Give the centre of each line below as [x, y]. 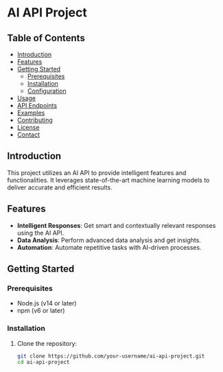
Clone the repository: [47, 343]
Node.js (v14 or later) [47, 303]
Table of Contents [46, 38]
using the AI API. [40, 233]
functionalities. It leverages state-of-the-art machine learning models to [108, 180]
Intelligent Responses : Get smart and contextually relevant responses [116, 225]
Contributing [35, 120]
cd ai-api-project [43, 362]
